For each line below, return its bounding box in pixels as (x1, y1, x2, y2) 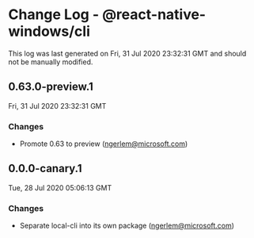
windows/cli (8, 22, 91, 40)
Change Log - (8, 6, 100, 24)
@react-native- (101, 6, 207, 24)
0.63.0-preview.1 (8, 80, 93, 94)
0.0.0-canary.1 (8, 162, 82, 175)
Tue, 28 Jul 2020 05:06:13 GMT (8, 182, 112, 192)
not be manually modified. (8, 57, 93, 67)
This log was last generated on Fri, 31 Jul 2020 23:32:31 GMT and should (8, 48, 247, 58)
